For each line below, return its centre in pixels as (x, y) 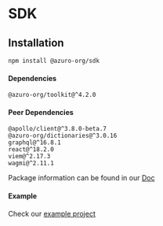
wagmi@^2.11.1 (31, 163)
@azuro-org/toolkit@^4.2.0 (52, 95)
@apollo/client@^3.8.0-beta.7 (58, 129)
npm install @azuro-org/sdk (54, 61)
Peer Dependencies (41, 112)
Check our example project (52, 213)
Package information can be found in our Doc (81, 178)
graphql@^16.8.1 (34, 143)
